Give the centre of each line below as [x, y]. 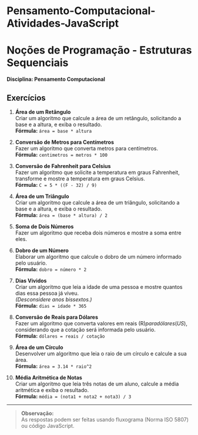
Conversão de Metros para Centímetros [64, 142]
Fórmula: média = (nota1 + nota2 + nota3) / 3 [73, 396]
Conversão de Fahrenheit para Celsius [63, 166]
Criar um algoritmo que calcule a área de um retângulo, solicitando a [98, 118]
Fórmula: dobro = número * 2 [51, 269]
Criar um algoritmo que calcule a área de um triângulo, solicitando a [97, 202]
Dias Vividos [31, 281]
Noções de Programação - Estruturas [99, 50]
